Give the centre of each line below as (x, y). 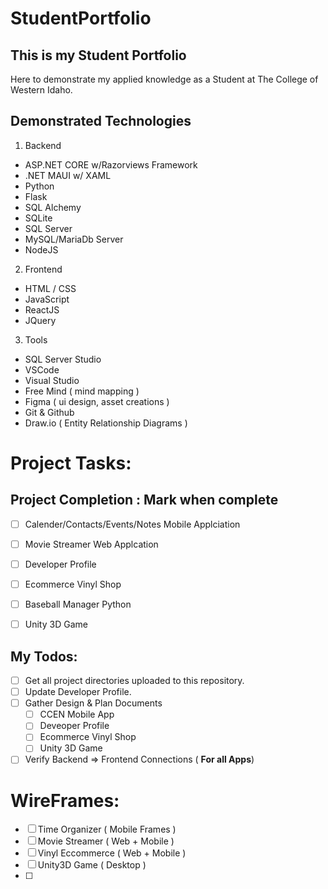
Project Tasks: (71, 463)
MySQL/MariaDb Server (74, 239)
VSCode (42, 369)
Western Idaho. (41, 90)
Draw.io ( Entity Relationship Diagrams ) (106, 423)
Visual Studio (52, 380)
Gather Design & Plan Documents (93, 703)
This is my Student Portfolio (98, 55)
